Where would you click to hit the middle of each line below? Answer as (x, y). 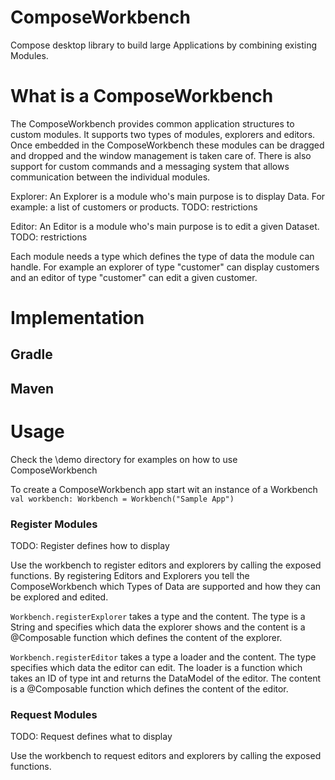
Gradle (31, 354)
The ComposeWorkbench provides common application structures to (152, 123)
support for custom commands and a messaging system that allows (150, 166)
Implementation (77, 318)
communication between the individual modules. (110, 177)
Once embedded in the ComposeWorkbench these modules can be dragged (167, 145)
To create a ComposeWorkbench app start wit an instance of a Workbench (164, 489)
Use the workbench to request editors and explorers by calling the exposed (166, 756)
